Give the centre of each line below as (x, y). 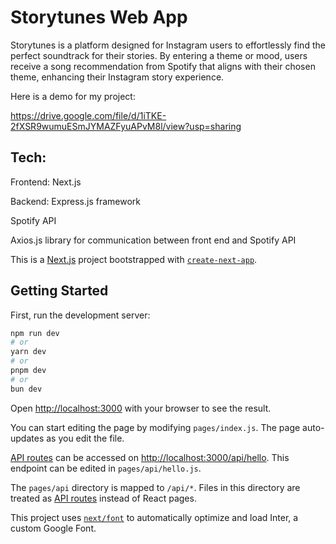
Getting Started (59, 291)
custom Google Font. (53, 528)
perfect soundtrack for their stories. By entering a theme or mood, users (159, 55)
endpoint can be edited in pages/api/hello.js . (106, 468)
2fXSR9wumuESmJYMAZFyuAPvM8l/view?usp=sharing (126, 126)
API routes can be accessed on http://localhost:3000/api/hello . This (150, 457)
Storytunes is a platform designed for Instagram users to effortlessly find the (168, 45)
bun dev (26, 389)
